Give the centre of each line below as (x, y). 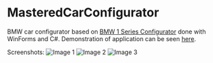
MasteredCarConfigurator (83, 13)
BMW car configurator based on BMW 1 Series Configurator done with (106, 32)
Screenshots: (26, 52)
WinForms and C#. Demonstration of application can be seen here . (102, 38)
